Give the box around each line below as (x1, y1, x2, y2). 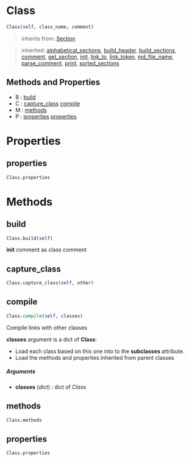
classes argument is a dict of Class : (6, 335, 97, 343)
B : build (15, 93, 37, 100)
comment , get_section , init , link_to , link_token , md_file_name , (21, 53, 174, 60)
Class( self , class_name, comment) (6, 24, 94, 30)
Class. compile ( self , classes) (6, 313, 83, 319)
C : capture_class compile (15, 100, 80, 107)
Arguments (6, 368, 36, 375)
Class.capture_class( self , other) (6, 280, 94, 286)
